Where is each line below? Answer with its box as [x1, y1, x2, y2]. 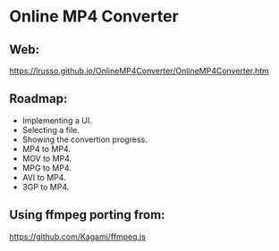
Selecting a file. [21, 124, 80, 135]
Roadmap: [9, 91, 68, 106]
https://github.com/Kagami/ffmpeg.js [9, 230, 146, 242]
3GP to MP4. [21, 181, 70, 192]
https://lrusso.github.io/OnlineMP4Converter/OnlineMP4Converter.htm [9, 65, 270, 76]
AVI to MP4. [21, 172, 66, 182]
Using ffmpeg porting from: [9, 207, 165, 222]
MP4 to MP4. [21, 143, 72, 154]
